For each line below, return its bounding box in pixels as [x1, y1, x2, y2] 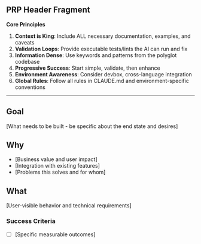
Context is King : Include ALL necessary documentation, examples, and [14, 32, 191, 40]
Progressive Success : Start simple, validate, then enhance [14, 64, 160, 72]
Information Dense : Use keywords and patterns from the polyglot [14, 51, 177, 59]
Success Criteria [6, 217, 56, 225]
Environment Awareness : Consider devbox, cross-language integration [14, 70, 193, 78]
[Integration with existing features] [14, 162, 100, 169]
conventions [14, 84, 46, 91]
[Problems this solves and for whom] [14, 168, 106, 176]
